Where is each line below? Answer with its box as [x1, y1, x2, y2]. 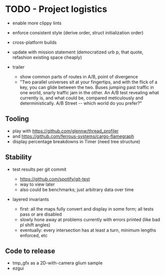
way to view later [19, 181, 55, 187]
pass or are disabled [19, 211, 62, 217]
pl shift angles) [19, 222, 51, 228]
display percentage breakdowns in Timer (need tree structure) [12, 138, 141, 144]
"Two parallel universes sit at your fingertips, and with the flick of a [19, 79, 158, 85]
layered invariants [12, 196, 49, 202]
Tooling [5, 115, 29, 123]
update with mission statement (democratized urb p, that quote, [12, 49, 144, 55]
